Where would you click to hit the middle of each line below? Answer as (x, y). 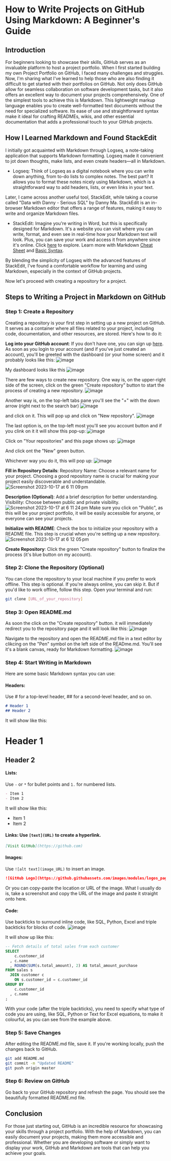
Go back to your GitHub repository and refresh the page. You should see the (85, 1092)
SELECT (12, 951)
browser (14, 208)
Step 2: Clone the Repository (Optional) (55, 568)
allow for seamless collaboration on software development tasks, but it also (84, 89)
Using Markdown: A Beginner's (73, 20)
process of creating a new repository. (45, 390)
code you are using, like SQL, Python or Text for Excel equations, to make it (84, 1014)
